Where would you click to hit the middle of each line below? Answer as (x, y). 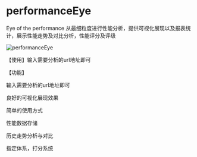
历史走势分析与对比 (30, 136)
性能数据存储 (22, 123)
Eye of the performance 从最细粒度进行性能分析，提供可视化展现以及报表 (96, 28)
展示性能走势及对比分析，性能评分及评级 (66, 35)
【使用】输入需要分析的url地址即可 (49, 59)
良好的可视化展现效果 (32, 98)
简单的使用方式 (24, 110)
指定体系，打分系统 (30, 148)
